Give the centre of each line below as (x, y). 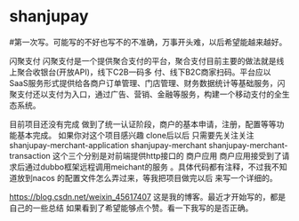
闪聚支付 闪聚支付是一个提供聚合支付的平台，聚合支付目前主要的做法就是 (143, 60)
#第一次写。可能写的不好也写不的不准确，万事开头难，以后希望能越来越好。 (148, 42)
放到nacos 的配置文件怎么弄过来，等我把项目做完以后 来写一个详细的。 (147, 178)
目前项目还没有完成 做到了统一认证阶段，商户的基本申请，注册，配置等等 (143, 124)
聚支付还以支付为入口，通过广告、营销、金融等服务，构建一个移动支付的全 (145, 94)
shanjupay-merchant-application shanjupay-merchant (108, 145)
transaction (30, 155)
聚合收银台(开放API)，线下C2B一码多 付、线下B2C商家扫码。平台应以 (144, 72)
